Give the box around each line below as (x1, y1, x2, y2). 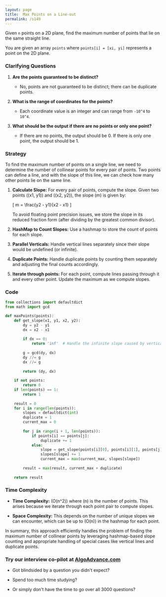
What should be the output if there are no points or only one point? (12, 123, 152, 129)
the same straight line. (5, 35, 50, 41)
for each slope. (12, 231, 43, 237)
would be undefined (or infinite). (12, 246, 78, 252)
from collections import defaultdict (5, 300, 83, 305)
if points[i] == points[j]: (31, 433, 90, 438)
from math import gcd (5, 305, 50, 310)
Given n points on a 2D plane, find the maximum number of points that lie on (5, 30, 160, 36)
